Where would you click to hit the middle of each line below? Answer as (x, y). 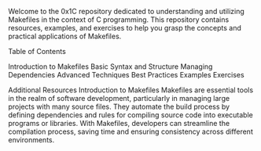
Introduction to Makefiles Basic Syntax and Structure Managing (110, 67)
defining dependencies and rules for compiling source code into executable (130, 115)
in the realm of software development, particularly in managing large (119, 98)
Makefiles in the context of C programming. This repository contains (119, 20)
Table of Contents (37, 51)
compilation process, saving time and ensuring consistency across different (130, 131)
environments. (31, 140)
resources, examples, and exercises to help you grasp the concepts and (125, 28)
